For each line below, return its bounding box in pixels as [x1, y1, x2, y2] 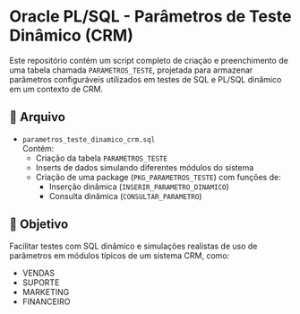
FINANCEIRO [21, 296, 71, 307]
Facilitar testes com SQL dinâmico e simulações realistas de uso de [9, 240, 258, 251]
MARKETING [21, 286, 70, 297]
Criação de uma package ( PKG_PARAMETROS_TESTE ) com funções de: [35, 171, 281, 182]
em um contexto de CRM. [9, 83, 104, 94]
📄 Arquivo [9, 109, 65, 125]
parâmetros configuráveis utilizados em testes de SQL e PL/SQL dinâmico [9, 74, 282, 84]
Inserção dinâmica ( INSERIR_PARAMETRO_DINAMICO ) [48, 181, 230, 192]
